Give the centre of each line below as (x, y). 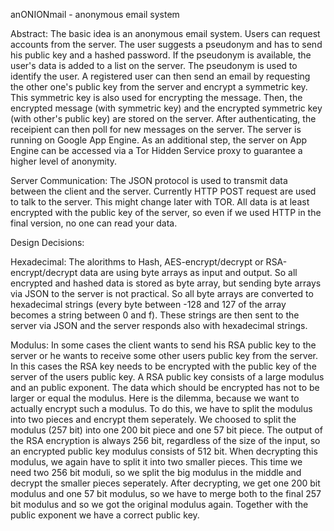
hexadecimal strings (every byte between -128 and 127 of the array (148, 304)
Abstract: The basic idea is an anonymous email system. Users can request (165, 33)
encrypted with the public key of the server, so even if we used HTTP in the (166, 212)
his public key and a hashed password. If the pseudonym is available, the (161, 55)
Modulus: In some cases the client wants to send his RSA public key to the (163, 345)
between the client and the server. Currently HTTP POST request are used (163, 191)
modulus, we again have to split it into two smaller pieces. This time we (156, 462)
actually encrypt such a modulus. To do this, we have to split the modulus (161, 408)
